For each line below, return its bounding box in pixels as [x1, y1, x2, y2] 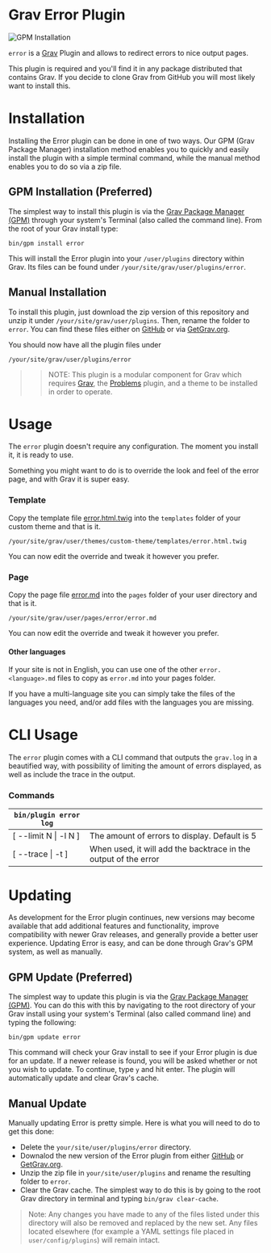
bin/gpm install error [8, 239, 85, 247]
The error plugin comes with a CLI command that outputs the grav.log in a [8, 753, 258, 763]
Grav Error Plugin [8, 6, 126, 24]
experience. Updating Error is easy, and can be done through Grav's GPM [8, 939, 253, 948]
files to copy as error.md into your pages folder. [57, 673, 216, 683]
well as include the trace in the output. [8, 770, 135, 780]
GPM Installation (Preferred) [8, 185, 153, 199]
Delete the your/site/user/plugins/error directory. [19, 1142, 192, 1152]
